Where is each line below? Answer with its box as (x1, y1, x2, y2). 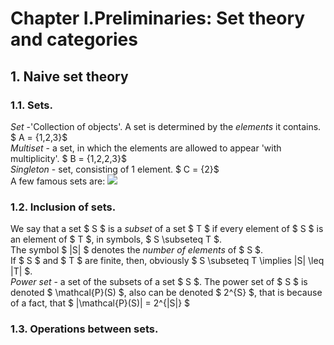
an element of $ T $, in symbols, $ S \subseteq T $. (10, 233, 222, 246)
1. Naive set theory (10, 68, 129, 85)
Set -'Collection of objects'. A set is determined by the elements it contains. (10, 120, 322, 132)
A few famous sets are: (10, 175, 106, 187)
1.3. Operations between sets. (10, 322, 159, 336)
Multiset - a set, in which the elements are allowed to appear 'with (10, 142, 282, 154)
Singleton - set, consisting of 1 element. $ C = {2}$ (10, 163, 220, 175)
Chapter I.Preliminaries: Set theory (10, 7, 306, 30)
